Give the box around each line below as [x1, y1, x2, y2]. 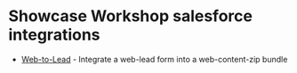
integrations [8, 25, 100, 45]
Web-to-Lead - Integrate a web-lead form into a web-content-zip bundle [20, 54, 288, 64]
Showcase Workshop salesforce [8, 6, 253, 26]
